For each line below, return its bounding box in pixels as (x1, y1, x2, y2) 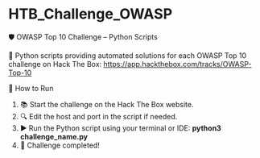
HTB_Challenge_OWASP (8, 5, 173, 23)
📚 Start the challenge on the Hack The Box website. (19, 99, 194, 109)
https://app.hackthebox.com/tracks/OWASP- (103, 59, 252, 69)
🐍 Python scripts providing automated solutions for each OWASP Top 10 (8, 50, 247, 60)
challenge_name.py (19, 131, 89, 141)
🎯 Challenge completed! (19, 140, 101, 150)
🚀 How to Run (8, 83, 54, 93)
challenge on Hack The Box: (8, 59, 102, 69)
